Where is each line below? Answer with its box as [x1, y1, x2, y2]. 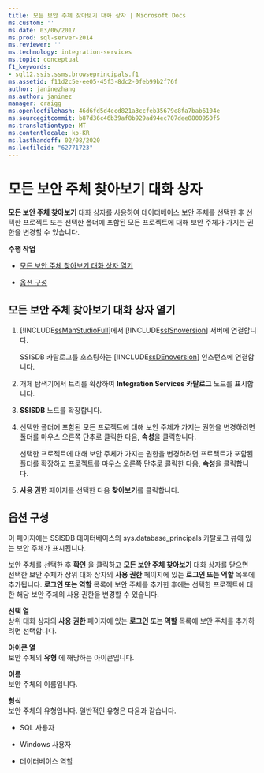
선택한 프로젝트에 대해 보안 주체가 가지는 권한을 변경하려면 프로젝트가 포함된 [19, 449, 254, 459]
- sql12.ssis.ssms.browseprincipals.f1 [8, 70, 139, 78]
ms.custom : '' [8, 19, 55, 27]
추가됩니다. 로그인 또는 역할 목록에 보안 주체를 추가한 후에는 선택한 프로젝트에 [8, 580, 246, 589]
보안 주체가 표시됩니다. [16, 542, 87, 553]
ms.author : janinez [8, 92, 73, 100]
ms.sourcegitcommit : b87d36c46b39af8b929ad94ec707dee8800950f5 [8, 114, 221, 122]
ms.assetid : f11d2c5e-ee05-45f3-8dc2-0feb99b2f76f [8, 77, 178, 85]
